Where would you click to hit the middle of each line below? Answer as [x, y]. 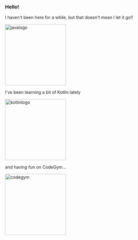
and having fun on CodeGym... [36, 167]
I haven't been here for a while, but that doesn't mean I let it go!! [69, 18]
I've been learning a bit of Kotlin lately [43, 92]
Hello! [12, 7]
